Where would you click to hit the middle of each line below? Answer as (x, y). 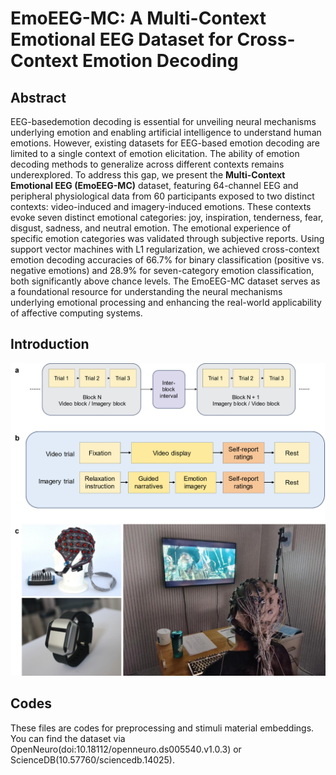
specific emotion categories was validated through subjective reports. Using (167, 238)
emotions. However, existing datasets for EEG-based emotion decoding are (165, 143)
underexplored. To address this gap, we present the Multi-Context (148, 175)
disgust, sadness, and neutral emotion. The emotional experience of (151, 228)
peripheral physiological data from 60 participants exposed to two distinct (162, 196)
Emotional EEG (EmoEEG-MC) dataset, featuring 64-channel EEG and (154, 185)
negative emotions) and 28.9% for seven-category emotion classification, (162, 270)
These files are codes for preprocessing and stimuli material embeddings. (162, 728)
